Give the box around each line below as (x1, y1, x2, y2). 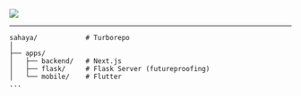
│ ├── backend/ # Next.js (9, 57, 123, 66)
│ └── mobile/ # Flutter (9, 72, 123, 81)
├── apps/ (9, 49, 47, 58)
